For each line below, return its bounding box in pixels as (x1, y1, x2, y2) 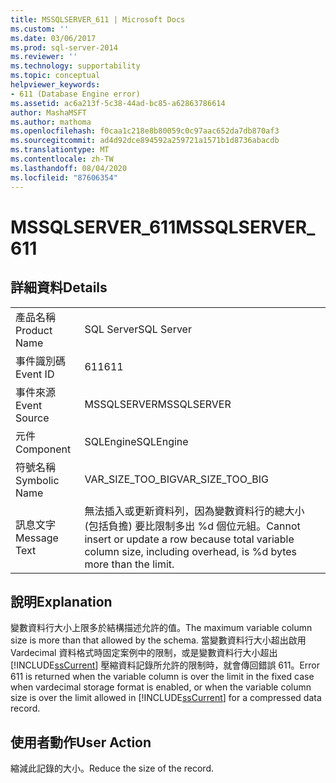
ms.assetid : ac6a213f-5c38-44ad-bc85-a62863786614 (10, 98, 226, 108)
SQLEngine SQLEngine (84, 434, 189, 448)
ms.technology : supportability (10, 61, 141, 71)
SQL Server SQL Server (84, 322, 192, 336)
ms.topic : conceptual (10, 71, 101, 81)
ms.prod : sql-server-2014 (10, 42, 118, 53)
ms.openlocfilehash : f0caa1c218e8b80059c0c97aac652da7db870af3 (10, 126, 280, 136)
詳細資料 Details (10, 279, 108, 296)
